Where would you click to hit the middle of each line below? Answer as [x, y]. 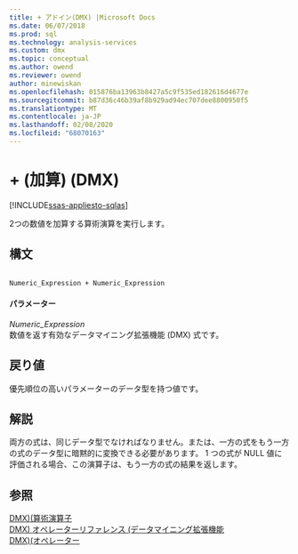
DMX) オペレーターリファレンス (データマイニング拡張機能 [117, 529]
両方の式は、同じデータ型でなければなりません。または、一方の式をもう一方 [149, 442]
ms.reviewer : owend [45, 76]
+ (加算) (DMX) [64, 180]
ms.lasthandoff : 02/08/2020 [61, 125]
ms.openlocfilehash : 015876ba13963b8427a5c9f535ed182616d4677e [129, 92]
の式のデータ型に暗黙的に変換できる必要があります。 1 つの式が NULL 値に [146, 454]
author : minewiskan [45, 84]
